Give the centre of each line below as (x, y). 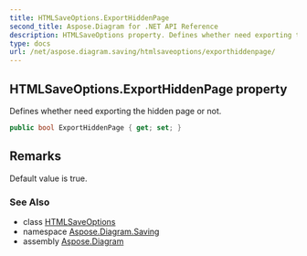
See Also (30, 202)
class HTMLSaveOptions (69, 221)
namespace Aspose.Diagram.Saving (91, 231)
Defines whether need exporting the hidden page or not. (116, 111)
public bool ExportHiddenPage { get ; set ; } (95, 128)
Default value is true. (48, 178)
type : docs (30, 43)
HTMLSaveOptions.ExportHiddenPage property (148, 89)
